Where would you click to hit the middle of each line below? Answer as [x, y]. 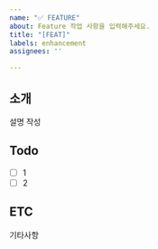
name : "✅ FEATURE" [45, 18]
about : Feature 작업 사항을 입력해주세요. [80, 26]
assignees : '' [36, 52]
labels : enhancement [48, 43]
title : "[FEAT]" [40, 34]
